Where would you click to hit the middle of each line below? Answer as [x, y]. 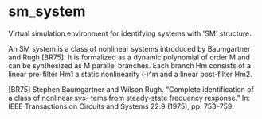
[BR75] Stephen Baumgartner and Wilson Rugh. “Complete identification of [131, 89]
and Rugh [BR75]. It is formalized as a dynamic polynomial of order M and [129, 57]
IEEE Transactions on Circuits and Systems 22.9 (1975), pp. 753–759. [121, 106]
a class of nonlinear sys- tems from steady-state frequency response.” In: [129, 98]
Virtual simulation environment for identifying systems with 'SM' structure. [130, 33]
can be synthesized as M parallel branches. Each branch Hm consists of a [130, 65]
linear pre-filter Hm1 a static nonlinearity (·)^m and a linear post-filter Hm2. [130, 74]
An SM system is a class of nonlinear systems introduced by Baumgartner [129, 48]
